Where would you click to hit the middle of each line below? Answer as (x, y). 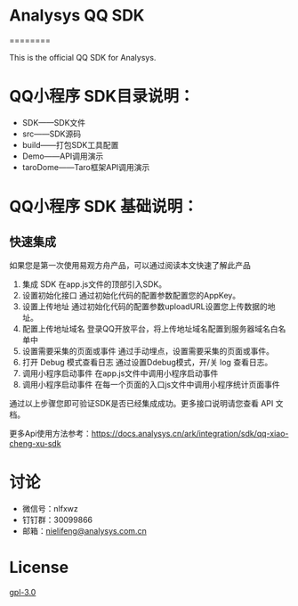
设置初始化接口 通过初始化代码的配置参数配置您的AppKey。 (131, 295)
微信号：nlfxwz (50, 508)
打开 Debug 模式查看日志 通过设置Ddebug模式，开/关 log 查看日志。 (147, 362)
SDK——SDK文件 (54, 122)
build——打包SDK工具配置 (70, 144)
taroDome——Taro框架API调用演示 (86, 167)
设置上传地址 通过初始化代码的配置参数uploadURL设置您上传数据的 (145, 306)
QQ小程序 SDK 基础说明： (104, 207)
